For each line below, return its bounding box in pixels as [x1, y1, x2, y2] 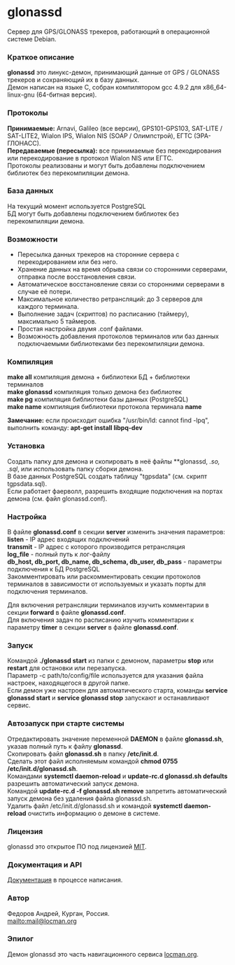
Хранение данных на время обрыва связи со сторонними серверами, [17, 265, 228, 274]
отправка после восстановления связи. [17, 272, 136, 281]
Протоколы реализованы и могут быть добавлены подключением [7, 161, 205, 169]
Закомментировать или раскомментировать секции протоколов [7, 572, 201, 581]
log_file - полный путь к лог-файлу [7, 550, 111, 559]
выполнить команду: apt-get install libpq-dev [7, 424, 143, 432]
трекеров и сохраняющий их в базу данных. [7, 76, 140, 84]
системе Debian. [7, 34, 57, 43]
